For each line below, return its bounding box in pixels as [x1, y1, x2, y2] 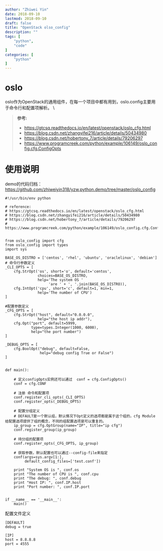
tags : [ [5, 34, 21, 39]
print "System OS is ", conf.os [14, 468, 79, 472]
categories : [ [5, 52, 34, 57]
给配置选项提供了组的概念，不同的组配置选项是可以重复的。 [5, 419, 106, 424]
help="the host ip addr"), [37, 317, 92, 321]
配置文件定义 [5, 511, 31, 516]
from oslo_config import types [5, 243, 68, 248]
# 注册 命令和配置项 [14, 391, 49, 396]
